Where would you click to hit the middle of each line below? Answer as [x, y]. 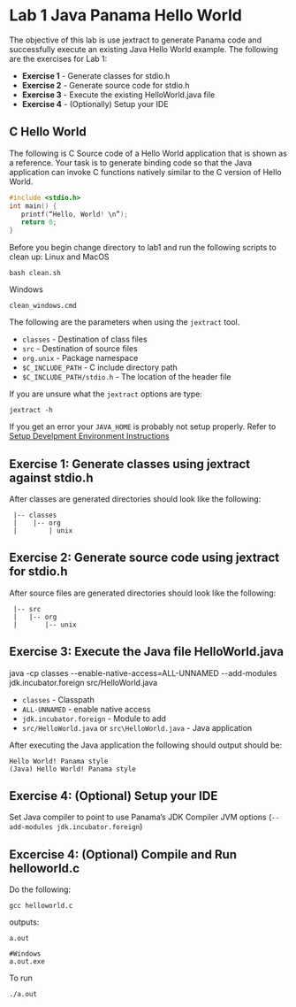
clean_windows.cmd [43, 306]
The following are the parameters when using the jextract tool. [125, 322]
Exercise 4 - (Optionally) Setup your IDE [95, 104]
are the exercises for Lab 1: [58, 58]
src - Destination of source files [80, 349]
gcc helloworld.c [41, 906]
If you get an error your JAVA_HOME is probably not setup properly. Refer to [143, 427]
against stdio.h [51, 477]
